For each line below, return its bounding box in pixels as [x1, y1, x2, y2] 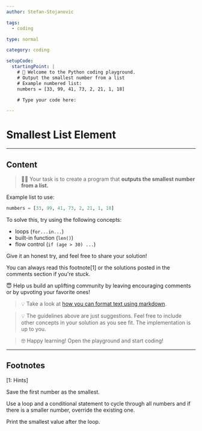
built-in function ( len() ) [14, 234, 74, 241]
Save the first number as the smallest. [6, 388, 100, 395]
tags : [6, 19, 20, 26]
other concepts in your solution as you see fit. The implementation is [20, 319, 191, 326]
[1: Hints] [6, 376, 28, 383]
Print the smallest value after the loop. [6, 418, 100, 425]
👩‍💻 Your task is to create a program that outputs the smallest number [20, 175, 195, 183]
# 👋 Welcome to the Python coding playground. [17, 69, 136, 75]
